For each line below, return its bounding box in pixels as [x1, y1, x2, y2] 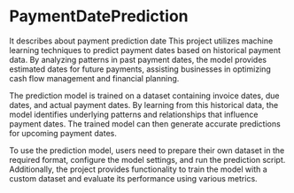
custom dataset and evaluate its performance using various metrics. [9, 173, 259, 183]
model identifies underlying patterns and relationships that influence [9, 109, 259, 120]
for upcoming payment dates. [9, 127, 117, 138]
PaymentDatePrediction [9, 6, 189, 27]
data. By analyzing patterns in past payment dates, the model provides [9, 54, 267, 65]
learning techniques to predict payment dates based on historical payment [9, 44, 281, 55]
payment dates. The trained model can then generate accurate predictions [9, 118, 281, 129]
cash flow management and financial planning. [9, 73, 180, 83]
